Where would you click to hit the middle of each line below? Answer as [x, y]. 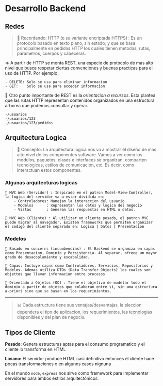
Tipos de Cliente [30, 332]
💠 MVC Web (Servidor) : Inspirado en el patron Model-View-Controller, [79, 193]
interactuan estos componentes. [49, 170]
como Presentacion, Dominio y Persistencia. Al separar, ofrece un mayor [81, 253]
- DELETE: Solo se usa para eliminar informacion [56, 82]
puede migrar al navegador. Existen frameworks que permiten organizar [79, 223]
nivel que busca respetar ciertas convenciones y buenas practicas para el [79, 68]
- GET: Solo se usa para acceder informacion [55, 86]
